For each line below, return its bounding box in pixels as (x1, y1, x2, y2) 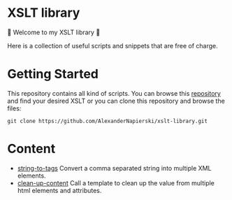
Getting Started (7, 66, 99, 82)
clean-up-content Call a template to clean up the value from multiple (17, 178, 215, 187)
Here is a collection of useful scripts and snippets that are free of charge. (7, 41, 218, 50)
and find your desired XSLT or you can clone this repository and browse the (7, 97, 225, 105)
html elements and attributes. (17, 186, 102, 194)
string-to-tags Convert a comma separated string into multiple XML (17, 164, 212, 172)
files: (7, 103, 22, 113)
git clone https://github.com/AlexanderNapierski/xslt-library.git (7, 117, 208, 124)
